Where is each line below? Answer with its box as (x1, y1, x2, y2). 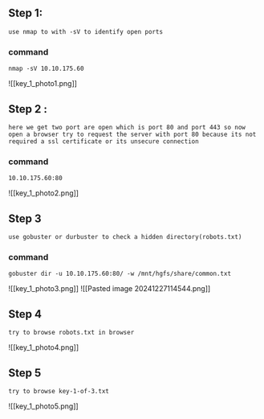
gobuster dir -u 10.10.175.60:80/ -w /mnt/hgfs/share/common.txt (8, 269, 231, 278)
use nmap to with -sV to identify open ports (8, 27, 163, 35)
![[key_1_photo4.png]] (8, 343, 79, 352)
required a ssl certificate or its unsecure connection (8, 137, 199, 146)
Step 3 (8, 212, 42, 225)
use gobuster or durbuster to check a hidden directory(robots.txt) (8, 233, 242, 241)
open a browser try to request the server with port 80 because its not (8, 130, 257, 138)
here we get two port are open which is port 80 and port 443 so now (8, 123, 246, 131)
